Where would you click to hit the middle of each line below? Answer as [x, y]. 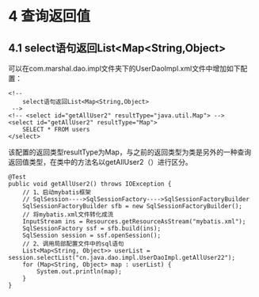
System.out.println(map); [80, 272]
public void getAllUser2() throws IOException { [90, 184]
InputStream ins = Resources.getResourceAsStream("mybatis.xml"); [134, 222]
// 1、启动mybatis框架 [57, 192]
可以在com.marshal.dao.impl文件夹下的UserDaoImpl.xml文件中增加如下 [124, 69]
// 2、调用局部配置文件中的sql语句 [73, 244]
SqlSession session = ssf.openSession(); [91, 235]
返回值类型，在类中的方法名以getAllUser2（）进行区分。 [100, 162]
